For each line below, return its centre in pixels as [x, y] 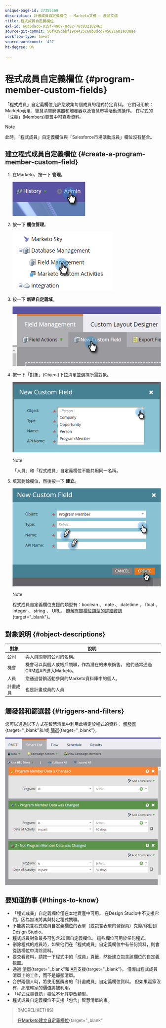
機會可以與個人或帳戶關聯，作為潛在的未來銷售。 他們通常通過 [89, 665]
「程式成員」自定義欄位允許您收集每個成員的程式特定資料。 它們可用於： [79, 104]
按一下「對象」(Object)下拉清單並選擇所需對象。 [62, 375]
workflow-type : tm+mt [27, 37]
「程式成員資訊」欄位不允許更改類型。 [51, 994]
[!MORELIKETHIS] [35, 1010]
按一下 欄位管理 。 [30, 225]
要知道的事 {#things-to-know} [52, 900]
